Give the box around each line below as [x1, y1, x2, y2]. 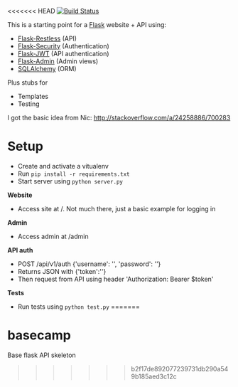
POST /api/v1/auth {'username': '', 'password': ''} [17, 260, 161, 268]
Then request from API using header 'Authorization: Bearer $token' [17, 275, 214, 283]
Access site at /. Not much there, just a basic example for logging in [17, 204, 216, 213]
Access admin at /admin [17, 232, 89, 240]
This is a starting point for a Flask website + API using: [7, 21, 167, 28]
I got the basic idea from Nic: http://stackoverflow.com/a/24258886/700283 [7, 114, 231, 122]
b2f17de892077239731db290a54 [131, 364, 229, 373]
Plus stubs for [7, 78, 48, 87]
